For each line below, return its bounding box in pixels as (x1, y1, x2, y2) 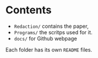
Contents (5, 3, 52, 17)
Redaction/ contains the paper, (13, 23, 89, 30)
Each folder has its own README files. (5, 46, 92, 53)
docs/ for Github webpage (13, 35, 77, 42)
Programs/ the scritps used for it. (13, 28, 93, 35)
